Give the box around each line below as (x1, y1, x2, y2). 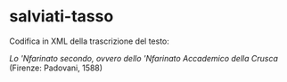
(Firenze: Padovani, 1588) (9, 62, 103, 73)
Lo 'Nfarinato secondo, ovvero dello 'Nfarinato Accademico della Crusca (9, 53, 278, 63)
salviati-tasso (9, 6, 114, 27)
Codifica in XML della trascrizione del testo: (9, 36, 169, 46)
